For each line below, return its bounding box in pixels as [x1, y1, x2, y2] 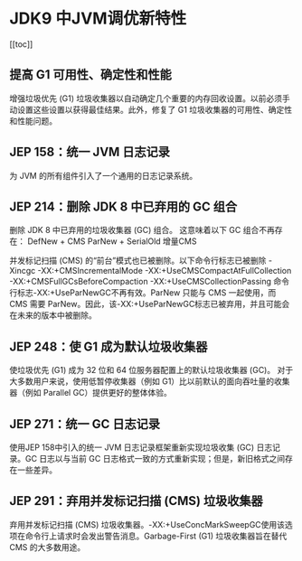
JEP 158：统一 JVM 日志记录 [9, 145, 170, 160]
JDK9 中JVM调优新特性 [9, 8, 187, 29]
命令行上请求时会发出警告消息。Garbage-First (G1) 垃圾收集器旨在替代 [24, 530, 288, 541]
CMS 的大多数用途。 [9, 541, 86, 552]
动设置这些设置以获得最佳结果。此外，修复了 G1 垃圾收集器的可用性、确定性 [9, 104, 293, 115]
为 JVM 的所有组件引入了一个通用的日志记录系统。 [9, 170, 198, 181]
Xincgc [9, 266, 36, 276]
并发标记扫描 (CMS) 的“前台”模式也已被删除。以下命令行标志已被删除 [9, 255, 267, 266]
